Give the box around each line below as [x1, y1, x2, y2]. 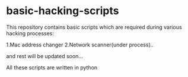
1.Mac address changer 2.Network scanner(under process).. [6, 41, 154, 48]
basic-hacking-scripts [6, 4, 119, 18]
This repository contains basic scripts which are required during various [6, 24, 182, 31]
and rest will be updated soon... [6, 52, 83, 59]
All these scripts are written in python [6, 63, 98, 71]
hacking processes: [6, 29, 55, 36]
